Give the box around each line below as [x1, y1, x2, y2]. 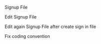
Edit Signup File [4, 14, 37, 19]
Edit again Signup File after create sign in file [4, 23, 97, 29]
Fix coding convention [4, 33, 50, 39]
